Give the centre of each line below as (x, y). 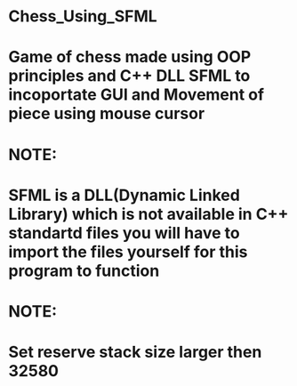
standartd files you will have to (124, 233)
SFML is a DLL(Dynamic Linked (124, 195)
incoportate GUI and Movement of (136, 95)
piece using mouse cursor (107, 114)
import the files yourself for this (128, 252)
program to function (84, 271)
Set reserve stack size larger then (135, 352)
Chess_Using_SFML (83, 16)
